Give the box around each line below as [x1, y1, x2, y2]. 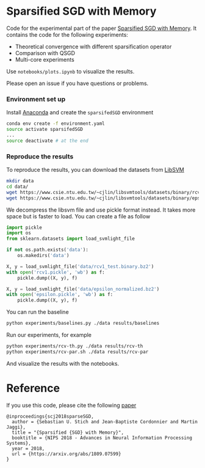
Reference [6, 381, 60, 395]
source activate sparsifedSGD [6, 127, 84, 133]
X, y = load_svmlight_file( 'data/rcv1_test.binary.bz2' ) [6, 263, 154, 270]
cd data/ [6, 184, 29, 190]
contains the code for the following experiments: [6, 31, 128, 38]
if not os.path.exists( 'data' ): [6, 247, 88, 253]
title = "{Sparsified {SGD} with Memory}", [12, 429, 124, 436]
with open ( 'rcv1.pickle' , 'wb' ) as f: [6, 269, 105, 275]
